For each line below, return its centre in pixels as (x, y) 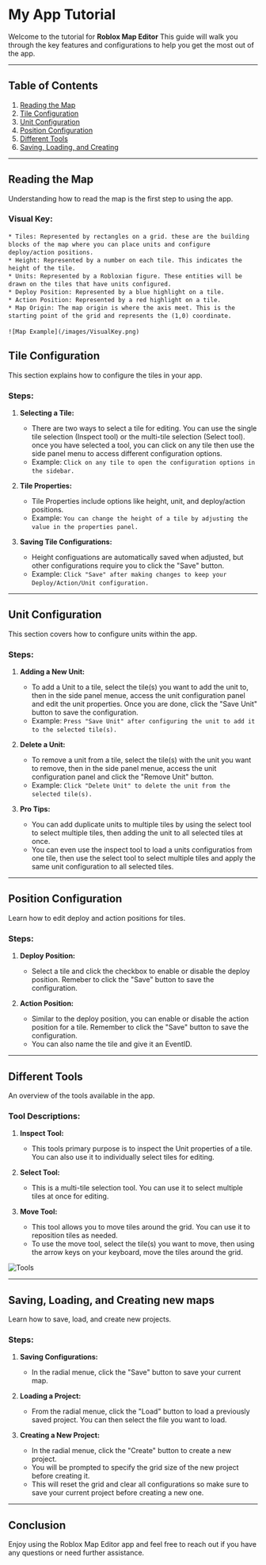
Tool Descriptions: (44, 1116)
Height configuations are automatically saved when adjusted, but (137, 557)
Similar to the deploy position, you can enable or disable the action (140, 1019)
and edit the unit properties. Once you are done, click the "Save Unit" (144, 704)
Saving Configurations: (59, 1357)
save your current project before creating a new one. (118, 1493)
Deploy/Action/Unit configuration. (90, 583)
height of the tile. (42, 268)
